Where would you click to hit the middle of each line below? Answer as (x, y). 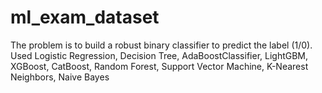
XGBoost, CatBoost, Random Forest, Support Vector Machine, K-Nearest (159, 66)
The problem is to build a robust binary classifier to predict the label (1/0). (161, 45)
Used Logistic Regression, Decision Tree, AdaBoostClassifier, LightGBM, (159, 55)
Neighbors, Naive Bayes (60, 77)
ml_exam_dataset (85, 17)
